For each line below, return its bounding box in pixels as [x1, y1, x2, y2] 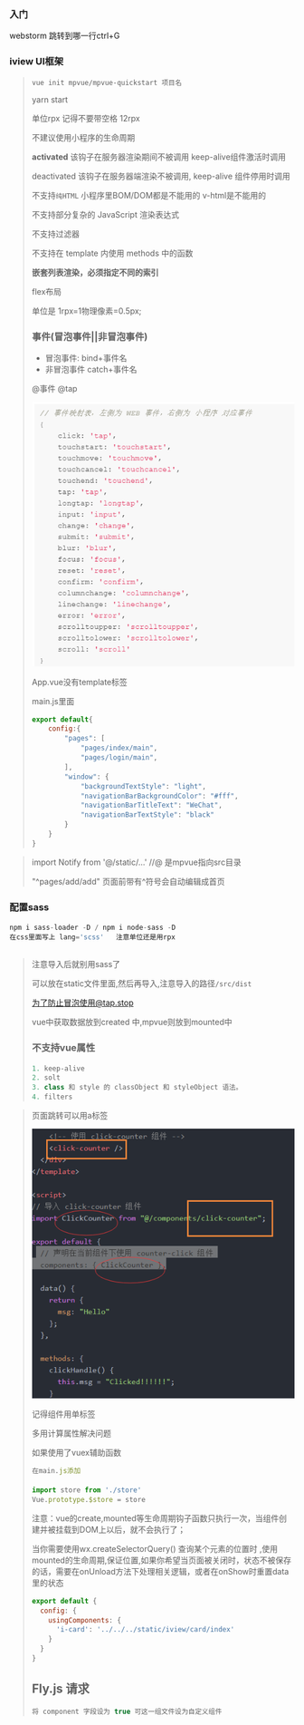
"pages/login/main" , [80, 753, 158, 762]
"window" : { [64, 772, 109, 781]
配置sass [9, 900, 50, 913]
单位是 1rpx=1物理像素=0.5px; [31, 305, 142, 316]
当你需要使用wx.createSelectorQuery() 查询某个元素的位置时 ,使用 [31, 1543, 279, 1554]
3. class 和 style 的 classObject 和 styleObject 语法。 [31, 1083, 242, 1092]
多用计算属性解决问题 [31, 1428, 111, 1439]
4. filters [31, 1092, 73, 1102]
